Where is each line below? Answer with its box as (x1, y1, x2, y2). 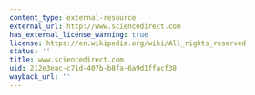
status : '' (9, 47, 51, 56)
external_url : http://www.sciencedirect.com (9, 22, 181, 31)
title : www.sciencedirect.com (9, 55, 125, 64)
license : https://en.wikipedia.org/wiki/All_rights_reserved (9, 38, 247, 48)
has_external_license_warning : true (9, 30, 148, 39)
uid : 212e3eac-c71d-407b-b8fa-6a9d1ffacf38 (9, 64, 178, 73)
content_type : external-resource (9, 13, 137, 23)
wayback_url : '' (9, 72, 71, 81)
